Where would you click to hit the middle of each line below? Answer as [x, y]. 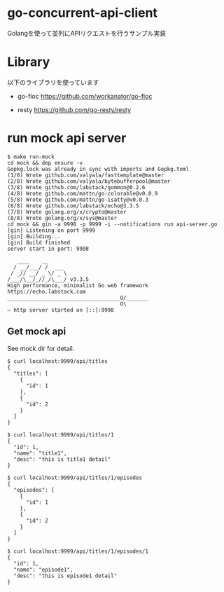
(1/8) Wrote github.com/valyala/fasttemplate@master [86, 175]
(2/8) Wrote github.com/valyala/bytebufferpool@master [89, 181]
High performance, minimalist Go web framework [78, 285]
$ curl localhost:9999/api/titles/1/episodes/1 [78, 551]
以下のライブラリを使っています [53, 82]
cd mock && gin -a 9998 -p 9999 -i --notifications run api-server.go [112, 224]
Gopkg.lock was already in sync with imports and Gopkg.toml [98, 169]
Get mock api [37, 332]
